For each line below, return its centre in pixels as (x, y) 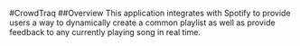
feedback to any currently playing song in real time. (105, 32)
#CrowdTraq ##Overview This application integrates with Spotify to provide (150, 13)
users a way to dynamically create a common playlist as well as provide (142, 23)
